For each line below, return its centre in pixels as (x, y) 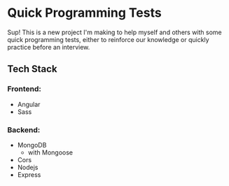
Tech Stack (32, 69)
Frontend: (25, 89)
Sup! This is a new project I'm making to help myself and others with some (114, 32)
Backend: (24, 129)
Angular (29, 104)
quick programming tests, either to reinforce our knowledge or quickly (108, 39)
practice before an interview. (49, 47)
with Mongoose (50, 152)
